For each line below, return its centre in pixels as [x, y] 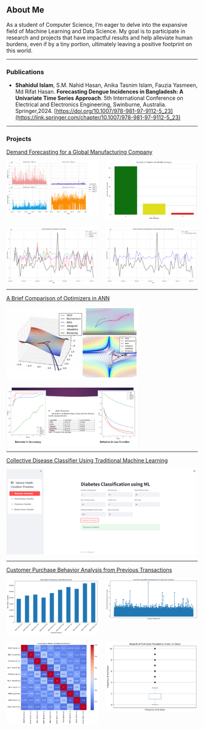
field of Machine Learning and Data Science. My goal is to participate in [96, 31]
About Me [25, 10]
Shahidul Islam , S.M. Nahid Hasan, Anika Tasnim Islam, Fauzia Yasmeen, [106, 85]
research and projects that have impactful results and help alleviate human [100, 37]
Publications [25, 72]
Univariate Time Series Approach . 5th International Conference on [99, 98]
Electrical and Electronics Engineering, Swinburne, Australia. [91, 105]
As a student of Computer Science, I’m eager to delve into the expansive [97, 24]
